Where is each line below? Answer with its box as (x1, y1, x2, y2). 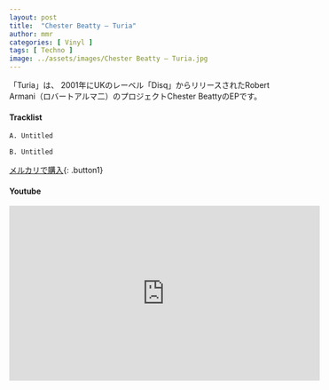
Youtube (9, 186, 42, 196)
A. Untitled (9, 131, 53, 140)
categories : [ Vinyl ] (9, 37, 93, 47)
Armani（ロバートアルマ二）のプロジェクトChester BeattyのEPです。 (9, 91, 262, 101)
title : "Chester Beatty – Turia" (9, 21, 137, 30)
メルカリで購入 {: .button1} (9, 164, 104, 175)
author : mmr (9, 29, 53, 38)
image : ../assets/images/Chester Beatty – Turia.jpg (9, 54, 208, 63)
